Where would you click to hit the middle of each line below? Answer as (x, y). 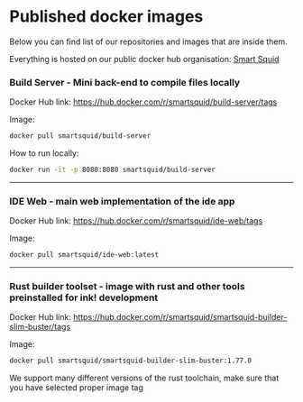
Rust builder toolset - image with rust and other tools (127, 287)
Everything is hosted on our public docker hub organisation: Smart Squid (144, 59)
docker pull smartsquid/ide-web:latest (84, 255)
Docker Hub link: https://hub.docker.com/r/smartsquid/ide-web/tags (136, 221)
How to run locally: (44, 153)
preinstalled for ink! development (84, 297)
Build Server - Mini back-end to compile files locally (125, 82)
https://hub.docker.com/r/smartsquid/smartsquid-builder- (180, 317)
